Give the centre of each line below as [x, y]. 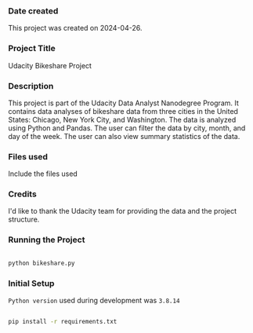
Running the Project [47, 240]
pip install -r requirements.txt [63, 321]
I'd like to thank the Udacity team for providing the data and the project [123, 211]
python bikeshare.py [42, 263]
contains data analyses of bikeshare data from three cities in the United [123, 111]
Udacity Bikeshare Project [50, 65]
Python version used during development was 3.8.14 [94, 300]
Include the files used [43, 174]
